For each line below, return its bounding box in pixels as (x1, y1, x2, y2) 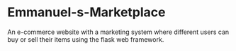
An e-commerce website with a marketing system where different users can (7, 28, 230, 36)
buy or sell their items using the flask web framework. (7, 35, 164, 43)
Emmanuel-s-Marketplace (7, 4, 166, 21)
